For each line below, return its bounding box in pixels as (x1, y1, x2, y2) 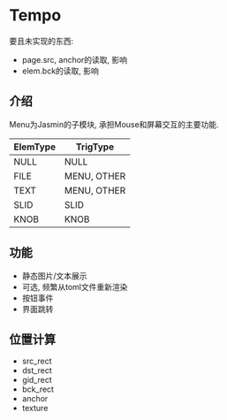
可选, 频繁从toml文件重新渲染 (21, 281, 128, 292)
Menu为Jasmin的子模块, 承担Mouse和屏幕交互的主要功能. (9, 118, 219, 129)
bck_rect (21, 384, 55, 394)
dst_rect (21, 365, 52, 376)
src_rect (21, 355, 52, 367)
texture (21, 403, 49, 414)
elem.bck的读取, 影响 (21, 65, 100, 76)
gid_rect (21, 375, 52, 386)
